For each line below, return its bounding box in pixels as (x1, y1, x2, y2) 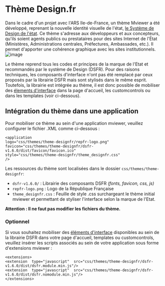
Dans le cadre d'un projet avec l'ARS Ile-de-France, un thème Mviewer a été (5, 20, 160, 26)
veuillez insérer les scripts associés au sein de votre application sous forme (5, 240, 159, 246)
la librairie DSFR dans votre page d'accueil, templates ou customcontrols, (5, 234, 155, 241)
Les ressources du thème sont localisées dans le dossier (5, 165, 121, 172)
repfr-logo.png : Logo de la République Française (12, 185, 114, 191)
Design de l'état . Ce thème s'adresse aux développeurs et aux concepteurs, (5, 30, 160, 36)
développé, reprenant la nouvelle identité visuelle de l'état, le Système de (5, 25, 154, 31)
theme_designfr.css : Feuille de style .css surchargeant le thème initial (12, 191, 155, 197)
